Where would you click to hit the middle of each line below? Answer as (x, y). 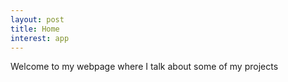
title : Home (35, 29)
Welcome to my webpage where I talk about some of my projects (144, 67)
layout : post (37, 19)
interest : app (40, 38)
